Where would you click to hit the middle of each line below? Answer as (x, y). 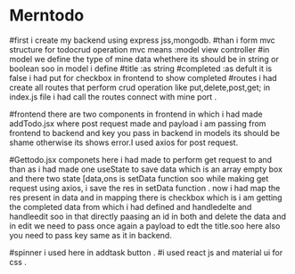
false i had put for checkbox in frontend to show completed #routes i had (143, 77)
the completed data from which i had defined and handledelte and (131, 206)
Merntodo (47, 16)
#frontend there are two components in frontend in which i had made (136, 114)
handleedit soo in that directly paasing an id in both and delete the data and (148, 216)
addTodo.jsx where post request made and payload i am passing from (138, 123)
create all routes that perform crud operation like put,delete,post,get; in (139, 87)
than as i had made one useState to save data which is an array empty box (146, 169)
